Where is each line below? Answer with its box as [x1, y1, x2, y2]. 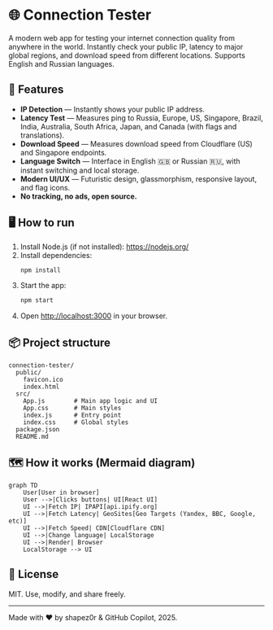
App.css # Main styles [23, 405, 122, 413]
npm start [19, 296, 54, 304]
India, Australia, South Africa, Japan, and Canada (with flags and [19, 121, 237, 131]
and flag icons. [19, 182, 71, 192]
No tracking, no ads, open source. [19, 191, 137, 201]
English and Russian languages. [8, 59, 115, 68]
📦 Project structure [8, 335, 111, 349]
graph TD [8, 481, 38, 489]
